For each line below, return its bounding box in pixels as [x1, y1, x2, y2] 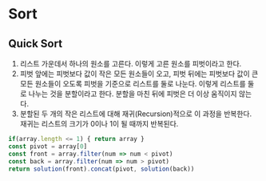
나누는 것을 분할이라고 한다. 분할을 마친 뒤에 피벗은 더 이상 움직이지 [28, 89, 237, 99]
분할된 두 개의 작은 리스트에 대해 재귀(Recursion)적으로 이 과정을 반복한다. [19, 109, 252, 119]
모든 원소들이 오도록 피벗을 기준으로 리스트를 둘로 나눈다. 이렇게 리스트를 [19, 79, 246, 88]
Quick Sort [8, 37, 62, 50]
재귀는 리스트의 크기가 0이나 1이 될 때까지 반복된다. [19, 119, 179, 128]
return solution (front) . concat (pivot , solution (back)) [8, 165, 195, 173]
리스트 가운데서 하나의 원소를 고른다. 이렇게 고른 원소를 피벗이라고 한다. [19, 59, 242, 68]
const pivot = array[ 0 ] [8, 142, 88, 151]
